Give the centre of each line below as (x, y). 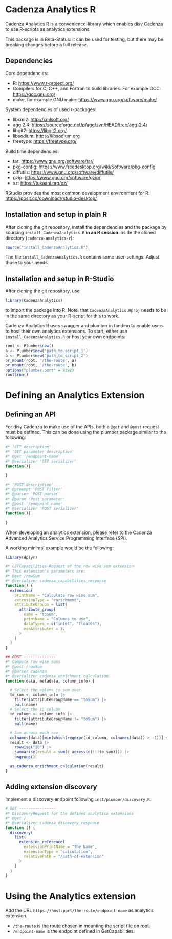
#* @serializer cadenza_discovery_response (52, 823)
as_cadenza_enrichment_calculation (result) (57, 766)
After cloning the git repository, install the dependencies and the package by (86, 227)
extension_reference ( (42, 842)
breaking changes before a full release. (47, 44)
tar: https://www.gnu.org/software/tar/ (53, 161)
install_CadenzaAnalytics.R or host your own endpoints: (66, 337)
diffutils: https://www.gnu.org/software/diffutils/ (63, 172)
